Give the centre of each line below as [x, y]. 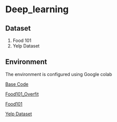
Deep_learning [37, 9]
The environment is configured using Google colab [59, 74]
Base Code [17, 84]
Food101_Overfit [22, 94]
